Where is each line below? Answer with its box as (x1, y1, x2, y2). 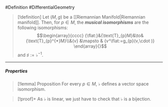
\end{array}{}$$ (73, 43, 107, 49)
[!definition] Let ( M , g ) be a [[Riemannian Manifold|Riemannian (17, 14, 146, 20)
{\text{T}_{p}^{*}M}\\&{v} (25, 38, 78, 44)
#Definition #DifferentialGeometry (5, 5, 75, 10)
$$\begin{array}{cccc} (36, 33, 84, 38)
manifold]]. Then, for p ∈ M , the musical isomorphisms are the (17, 20, 149, 25)
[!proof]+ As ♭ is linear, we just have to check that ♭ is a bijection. (17, 95, 151, 102)
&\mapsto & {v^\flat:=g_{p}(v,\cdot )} (79, 38, 155, 44)
